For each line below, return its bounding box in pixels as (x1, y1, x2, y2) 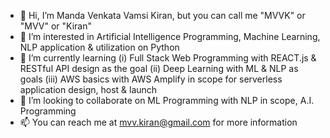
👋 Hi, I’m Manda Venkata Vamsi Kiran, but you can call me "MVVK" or (19, 10, 306, 21)
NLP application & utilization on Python (19, 41, 180, 53)
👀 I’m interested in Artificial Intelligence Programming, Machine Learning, (19, 31, 321, 42)
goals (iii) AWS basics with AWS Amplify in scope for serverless (19, 73, 283, 85)
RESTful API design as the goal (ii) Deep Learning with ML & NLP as (19, 63, 299, 74)
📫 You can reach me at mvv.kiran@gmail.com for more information (19, 116, 298, 128)
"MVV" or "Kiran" (19, 20, 93, 32)
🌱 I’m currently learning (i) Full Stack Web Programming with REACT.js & (19, 52, 317, 64)
